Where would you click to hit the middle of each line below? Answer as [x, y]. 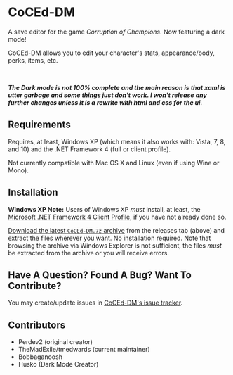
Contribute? [35, 286]
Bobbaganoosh [40, 357]
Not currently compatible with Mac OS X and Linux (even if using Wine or [114, 163]
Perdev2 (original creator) [55, 342]
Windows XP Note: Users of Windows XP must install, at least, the [104, 209]
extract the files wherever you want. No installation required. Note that [109, 238]
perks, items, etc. [33, 60]
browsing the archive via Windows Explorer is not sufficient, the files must [115, 245]
